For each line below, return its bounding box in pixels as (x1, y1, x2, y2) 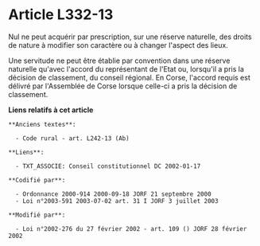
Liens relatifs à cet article (8, 105, 94, 115)
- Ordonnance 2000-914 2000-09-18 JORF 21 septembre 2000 (15, 189, 212, 198)
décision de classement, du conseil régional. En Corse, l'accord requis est (8, 72, 250, 82)
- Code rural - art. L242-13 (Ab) (15, 134, 130, 143)
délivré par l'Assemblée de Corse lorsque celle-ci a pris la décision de (8, 81, 238, 91)
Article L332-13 (8, 6, 114, 24)
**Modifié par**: (8, 211, 66, 219)
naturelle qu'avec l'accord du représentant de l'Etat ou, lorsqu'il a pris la (8, 64, 245, 73)
